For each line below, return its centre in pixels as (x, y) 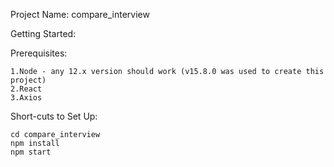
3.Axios (26, 98)
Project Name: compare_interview (80, 14)
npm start (31, 152)
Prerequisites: (39, 53)
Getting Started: (43, 33)
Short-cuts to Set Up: (54, 116)
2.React (26, 89)
